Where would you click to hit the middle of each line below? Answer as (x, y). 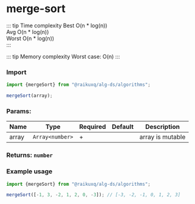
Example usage (29, 171)
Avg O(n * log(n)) (28, 31)
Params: (19, 111)
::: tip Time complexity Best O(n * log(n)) (57, 25)
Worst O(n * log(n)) (30, 38)
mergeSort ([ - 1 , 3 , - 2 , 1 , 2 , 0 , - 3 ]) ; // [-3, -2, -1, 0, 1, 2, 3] (94, 195)
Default (123, 127)
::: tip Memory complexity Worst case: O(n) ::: (63, 56)
